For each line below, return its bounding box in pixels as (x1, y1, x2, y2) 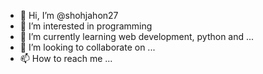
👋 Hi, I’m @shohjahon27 (19, 10, 119, 21)
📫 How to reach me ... (19, 53, 113, 64)
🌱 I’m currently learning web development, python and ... (19, 31, 255, 42)
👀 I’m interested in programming (19, 20, 153, 32)
